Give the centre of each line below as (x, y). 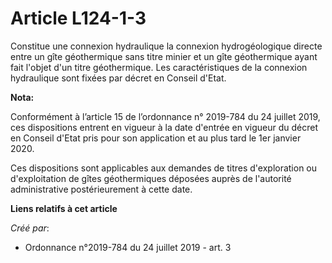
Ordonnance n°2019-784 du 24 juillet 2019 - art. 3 (128, 247)
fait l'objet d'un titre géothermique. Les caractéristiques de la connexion (159, 67)
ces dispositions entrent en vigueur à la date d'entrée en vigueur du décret (164, 127)
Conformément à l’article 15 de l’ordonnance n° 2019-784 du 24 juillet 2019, (165, 116)
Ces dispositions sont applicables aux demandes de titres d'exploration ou (164, 168)
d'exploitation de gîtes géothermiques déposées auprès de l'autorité (151, 178)
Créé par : (30, 228)
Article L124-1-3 (78, 18)
